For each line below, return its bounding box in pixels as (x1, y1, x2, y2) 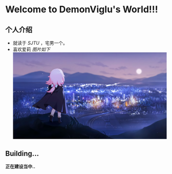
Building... (5, 149, 39, 158)
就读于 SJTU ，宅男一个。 (12, 40, 68, 46)
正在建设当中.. (5, 163, 36, 169)
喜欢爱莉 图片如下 (12, 46, 50, 52)
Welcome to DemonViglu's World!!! (5, 4, 158, 15)
